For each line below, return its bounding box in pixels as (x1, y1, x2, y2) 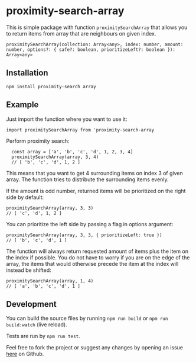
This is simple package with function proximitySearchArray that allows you (6, 24, 188, 31)
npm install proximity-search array (6, 83, 96, 89)
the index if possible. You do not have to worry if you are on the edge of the (6, 253, 190, 261)
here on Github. (6, 351, 44, 358)
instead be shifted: (6, 266, 51, 274)
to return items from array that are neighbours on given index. (6, 30, 156, 37)
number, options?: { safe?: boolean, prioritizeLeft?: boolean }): (6, 46, 176, 53)
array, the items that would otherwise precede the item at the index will (6, 260, 179, 267)
